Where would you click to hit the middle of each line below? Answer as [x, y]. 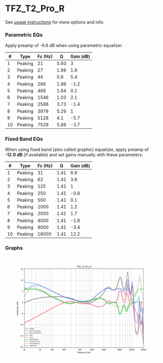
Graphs [14, 248]
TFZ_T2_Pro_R [35, 9]
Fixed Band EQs [24, 139]
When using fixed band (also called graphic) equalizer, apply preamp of [77, 149]
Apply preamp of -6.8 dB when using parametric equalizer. [64, 46]
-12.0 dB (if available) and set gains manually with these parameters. [74, 155]
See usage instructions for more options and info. [55, 22]
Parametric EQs [24, 35]
